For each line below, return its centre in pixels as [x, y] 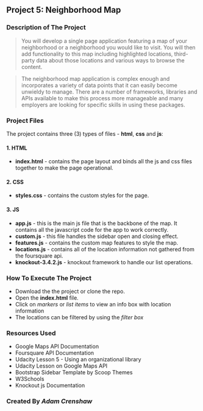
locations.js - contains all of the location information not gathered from [105, 249]
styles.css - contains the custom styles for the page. [82, 196]
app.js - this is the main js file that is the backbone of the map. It [96, 223]
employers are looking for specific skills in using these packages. [103, 105]
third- [181, 54]
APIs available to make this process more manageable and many [102, 98]
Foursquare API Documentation [55, 353]
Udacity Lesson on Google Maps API [61, 366]
